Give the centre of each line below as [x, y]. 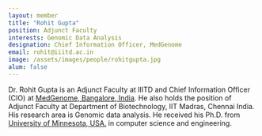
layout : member [33, 15]
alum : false [28, 67]
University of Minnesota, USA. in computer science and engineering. [120, 123]
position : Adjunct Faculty [53, 30]
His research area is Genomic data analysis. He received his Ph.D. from [124, 115]
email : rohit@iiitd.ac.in [51, 52]
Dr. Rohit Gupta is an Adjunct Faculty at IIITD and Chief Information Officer [129, 89]
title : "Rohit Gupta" [44, 23]
